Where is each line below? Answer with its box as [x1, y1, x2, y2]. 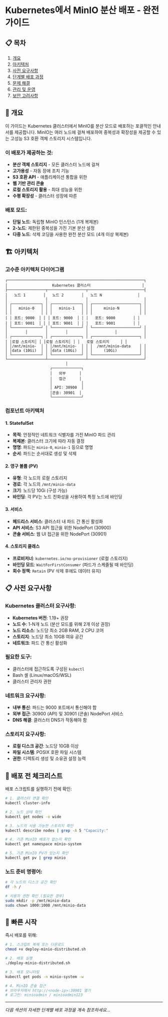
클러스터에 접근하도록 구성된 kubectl [12, 666, 85, 672]
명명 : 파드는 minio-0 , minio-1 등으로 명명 [12, 444, 93, 450]
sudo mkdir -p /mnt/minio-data [5, 898, 70, 903]
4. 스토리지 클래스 [5, 543, 40, 549]
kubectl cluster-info [5, 801, 50, 806]
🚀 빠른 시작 [5, 918, 37, 927]
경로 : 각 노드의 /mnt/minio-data [12, 481, 76, 487]
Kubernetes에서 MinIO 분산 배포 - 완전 [5, 5, 159, 16]
